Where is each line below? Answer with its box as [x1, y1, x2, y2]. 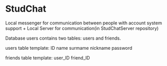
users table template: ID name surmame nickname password [5, 45, 132, 51]
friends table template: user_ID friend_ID [5, 54, 90, 61]
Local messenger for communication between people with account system [5, 20, 162, 26]
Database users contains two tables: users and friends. [5, 35, 121, 41]
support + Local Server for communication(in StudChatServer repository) [5, 25, 159, 31]
